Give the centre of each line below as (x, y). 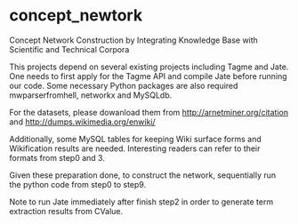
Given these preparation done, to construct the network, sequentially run (143, 175)
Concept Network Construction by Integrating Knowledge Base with (133, 40)
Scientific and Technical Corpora (69, 49)
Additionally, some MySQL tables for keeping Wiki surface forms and (136, 139)
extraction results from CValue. (66, 211)
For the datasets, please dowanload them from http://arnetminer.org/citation (149, 112)
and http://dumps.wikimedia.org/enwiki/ (82, 122)
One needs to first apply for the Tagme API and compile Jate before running (148, 76)
